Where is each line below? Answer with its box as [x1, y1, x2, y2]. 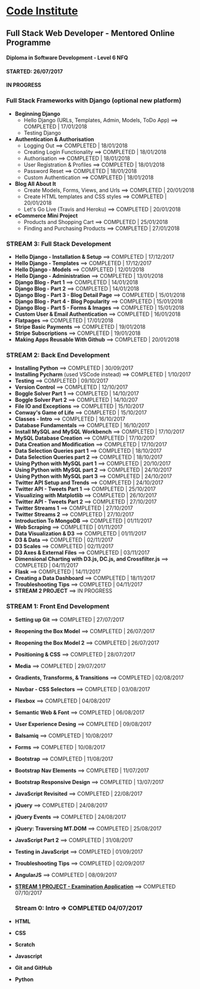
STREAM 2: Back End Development [6, 350, 110, 359]
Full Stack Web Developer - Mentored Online [6, 28, 175, 38]
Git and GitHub [14, 964, 53, 971]
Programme [6, 37, 51, 47]
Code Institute [6, 4, 79, 18]
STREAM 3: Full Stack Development [6, 240, 112, 248]
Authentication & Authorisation [14, 135, 94, 143]
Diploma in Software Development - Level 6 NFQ [6, 54, 128, 61]
